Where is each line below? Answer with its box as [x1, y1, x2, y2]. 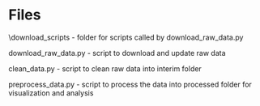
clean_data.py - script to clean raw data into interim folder [8, 63, 202, 74]
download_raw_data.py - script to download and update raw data [8, 48, 226, 57]
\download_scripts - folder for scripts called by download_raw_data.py [8, 32, 244, 42]
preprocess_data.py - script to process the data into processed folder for [8, 79, 253, 89]
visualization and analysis [8, 87, 94, 98]
